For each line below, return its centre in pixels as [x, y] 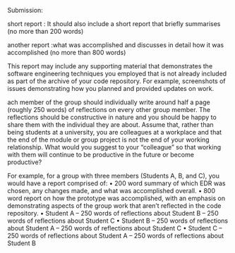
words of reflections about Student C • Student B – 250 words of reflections [117, 221]
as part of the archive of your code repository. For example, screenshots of [116, 81]
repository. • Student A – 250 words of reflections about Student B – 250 [113, 213]
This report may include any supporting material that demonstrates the [110, 66]
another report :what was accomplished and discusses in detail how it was [116, 45]
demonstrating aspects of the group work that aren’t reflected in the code [114, 206]
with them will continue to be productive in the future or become [101, 155]
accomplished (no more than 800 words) [67, 53]
